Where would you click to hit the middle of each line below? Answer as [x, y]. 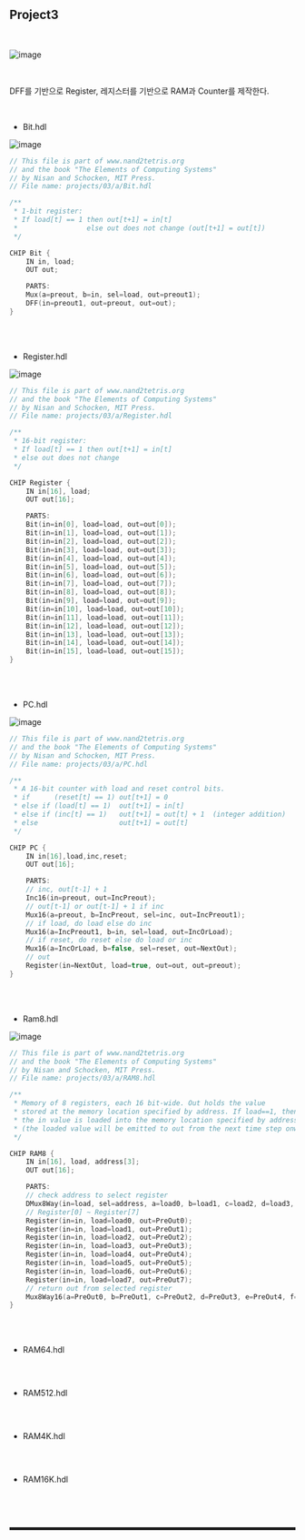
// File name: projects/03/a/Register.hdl [91, 416]
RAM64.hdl [44, 1350]
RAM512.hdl [45, 1393]
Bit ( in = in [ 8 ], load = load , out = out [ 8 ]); [101, 592]
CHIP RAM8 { [32, 1153]
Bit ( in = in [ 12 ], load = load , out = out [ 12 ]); [105, 626]
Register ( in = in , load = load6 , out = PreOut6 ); [109, 1271]
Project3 [34, 15]
